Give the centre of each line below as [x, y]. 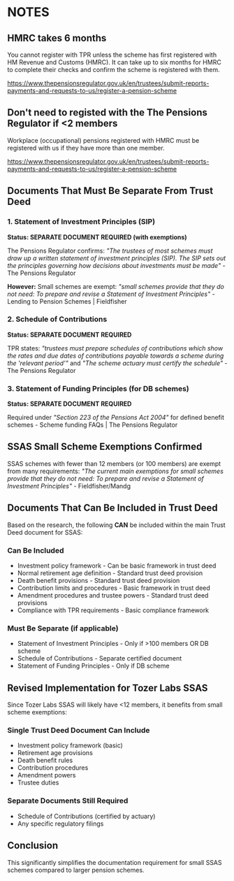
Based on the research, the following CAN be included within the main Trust [116, 525]
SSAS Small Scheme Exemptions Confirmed [105, 447]
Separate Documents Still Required [68, 801]
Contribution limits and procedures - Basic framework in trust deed [114, 588]
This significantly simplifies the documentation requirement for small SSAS [115, 862]
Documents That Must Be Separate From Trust [110, 191]
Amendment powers [46, 775]
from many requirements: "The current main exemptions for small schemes [115, 471]
